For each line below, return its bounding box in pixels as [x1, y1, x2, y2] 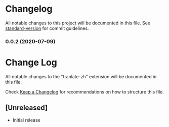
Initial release [12, 117, 40, 123]
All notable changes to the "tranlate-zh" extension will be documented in [5, 73, 157, 79]
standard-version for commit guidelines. [5, 25, 89, 31]
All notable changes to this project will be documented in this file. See [5, 20, 151, 26]
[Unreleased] [5, 104, 48, 112]
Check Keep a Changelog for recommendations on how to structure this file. [5, 88, 164, 94]
